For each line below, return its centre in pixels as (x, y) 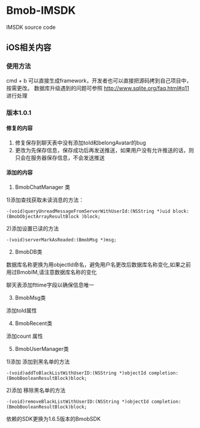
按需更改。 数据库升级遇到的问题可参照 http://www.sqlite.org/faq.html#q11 (98, 88)
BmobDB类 (29, 252)
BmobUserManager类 (42, 349)
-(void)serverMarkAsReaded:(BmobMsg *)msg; (62, 240)
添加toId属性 (22, 310)
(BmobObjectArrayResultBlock (43, 216)
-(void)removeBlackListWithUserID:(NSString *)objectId (77, 402)
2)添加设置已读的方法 (32, 228)
